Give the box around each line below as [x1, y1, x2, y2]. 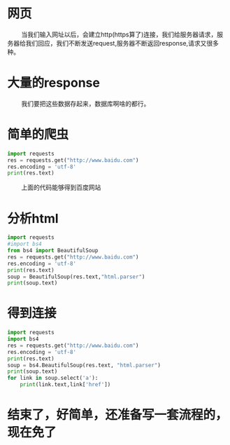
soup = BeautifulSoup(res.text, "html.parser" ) [7, 273, 145, 280]
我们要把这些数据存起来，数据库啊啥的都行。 [20, 99, 150, 108]
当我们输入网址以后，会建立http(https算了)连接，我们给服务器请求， [20, 30, 217, 39]
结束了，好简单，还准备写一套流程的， [7, 407, 229, 423]
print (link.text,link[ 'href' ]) [20, 381, 111, 388]
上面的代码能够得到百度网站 [20, 183, 101, 192]
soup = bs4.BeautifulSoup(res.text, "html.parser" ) [7, 362, 161, 369]
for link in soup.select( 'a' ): [7, 375, 99, 382]
